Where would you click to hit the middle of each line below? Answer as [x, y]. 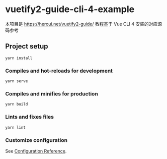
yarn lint [16, 127]
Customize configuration [36, 140]
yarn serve [17, 81]
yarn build [17, 104]
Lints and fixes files [30, 117]
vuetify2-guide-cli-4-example [70, 9]
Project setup [27, 46]
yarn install [19, 58]
